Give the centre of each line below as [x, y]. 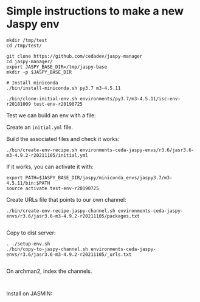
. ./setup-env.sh [28, 244]
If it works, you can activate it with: [50, 166]
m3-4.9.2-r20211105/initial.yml [47, 155]
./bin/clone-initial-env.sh [42, 98]
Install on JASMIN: [29, 293]
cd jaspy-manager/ [29, 61]
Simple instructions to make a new [95, 11]
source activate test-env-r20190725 [53, 188]
